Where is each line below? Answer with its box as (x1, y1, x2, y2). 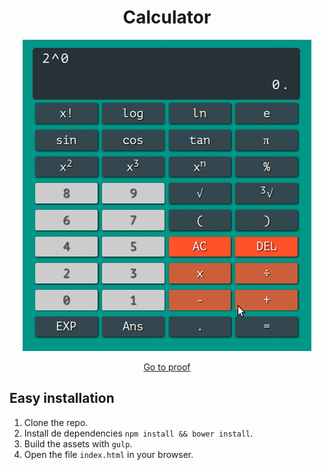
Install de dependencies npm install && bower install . (23, 427, 254, 439)
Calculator (122, 6, 212, 29)
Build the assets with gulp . (23, 437, 133, 450)
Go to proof (143, 361, 191, 373)
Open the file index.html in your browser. (23, 448, 194, 460)
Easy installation (9, 390, 115, 407)
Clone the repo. (23, 416, 89, 428)
